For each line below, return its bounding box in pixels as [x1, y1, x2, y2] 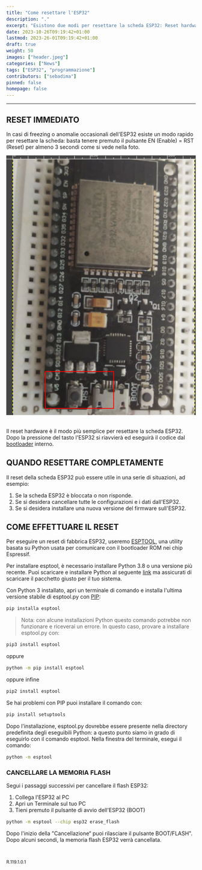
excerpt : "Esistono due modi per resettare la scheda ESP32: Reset [6, 22, 179, 28]
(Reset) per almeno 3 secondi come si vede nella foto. [6, 143, 140, 151]
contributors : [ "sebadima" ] [6, 73, 77, 79]
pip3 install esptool [6, 642, 61, 648]
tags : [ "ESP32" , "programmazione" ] [6, 67, 96, 73]
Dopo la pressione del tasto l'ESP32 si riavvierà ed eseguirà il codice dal [6, 433, 185, 441]
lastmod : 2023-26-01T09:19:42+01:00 [6, 35, 98, 42]
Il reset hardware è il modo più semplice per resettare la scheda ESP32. [6, 427, 183, 435]
